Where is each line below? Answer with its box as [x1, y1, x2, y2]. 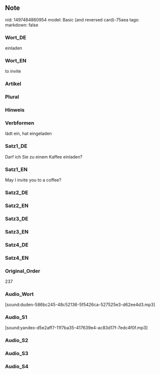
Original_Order [5, 267, 40, 274]
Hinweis [5, 107, 25, 113]
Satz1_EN [5, 166, 28, 173]
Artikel [5, 80, 21, 87]
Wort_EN [5, 57, 27, 64]
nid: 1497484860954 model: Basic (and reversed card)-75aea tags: [5, 17, 140, 22]
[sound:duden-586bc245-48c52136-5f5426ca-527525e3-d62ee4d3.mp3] [5, 302, 155, 308]
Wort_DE [5, 34, 27, 41]
